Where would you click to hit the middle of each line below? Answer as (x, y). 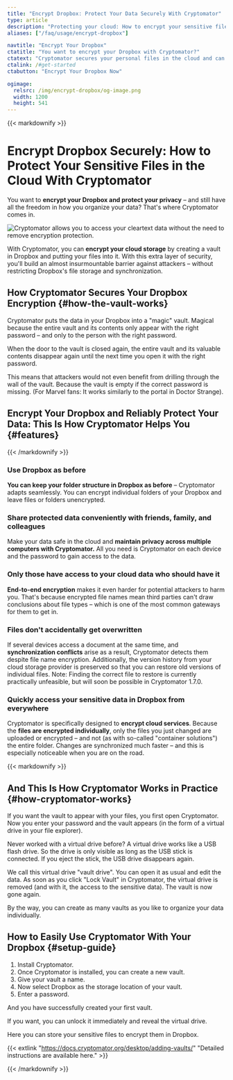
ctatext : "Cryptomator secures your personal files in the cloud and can (116, 59)
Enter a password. (43, 994)
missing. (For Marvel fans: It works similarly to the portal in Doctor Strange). (115, 391)
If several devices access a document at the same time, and (93, 645)
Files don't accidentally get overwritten (75, 629)
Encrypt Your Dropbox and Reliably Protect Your (113, 414)
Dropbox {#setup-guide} (62, 948)
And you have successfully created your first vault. (80, 1007)
